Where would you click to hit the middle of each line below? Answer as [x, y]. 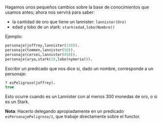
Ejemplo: [14, 37]
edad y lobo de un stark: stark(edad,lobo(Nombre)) [63, 27]
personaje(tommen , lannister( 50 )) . [40, 50]
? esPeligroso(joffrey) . [30, 83]
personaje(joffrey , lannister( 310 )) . [42, 46]
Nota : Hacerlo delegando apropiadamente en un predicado [65, 111]
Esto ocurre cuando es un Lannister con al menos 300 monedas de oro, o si [81, 97]
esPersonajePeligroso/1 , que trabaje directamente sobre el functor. [73, 117]
